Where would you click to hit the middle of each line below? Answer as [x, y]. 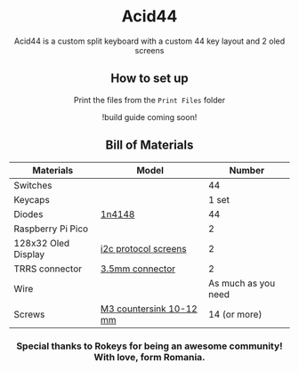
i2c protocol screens [144, 248]
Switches [33, 185]
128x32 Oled [42, 243]
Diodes [28, 214]
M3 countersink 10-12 [149, 309]
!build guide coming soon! [149, 117]
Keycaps [32, 199]
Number [247, 170]
